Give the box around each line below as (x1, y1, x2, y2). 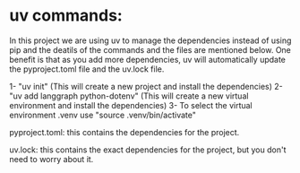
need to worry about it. (9, 153, 94, 164)
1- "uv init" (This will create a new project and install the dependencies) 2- (9, 81, 284, 91)
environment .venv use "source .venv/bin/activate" (9, 109, 197, 120)
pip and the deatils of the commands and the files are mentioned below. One (9, 44, 291, 55)
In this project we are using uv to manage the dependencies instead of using (9, 35, 292, 46)
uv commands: (9, 5, 123, 26)
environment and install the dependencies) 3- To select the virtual (9, 99, 253, 110)
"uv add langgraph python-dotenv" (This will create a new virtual (9, 91, 249, 101)
